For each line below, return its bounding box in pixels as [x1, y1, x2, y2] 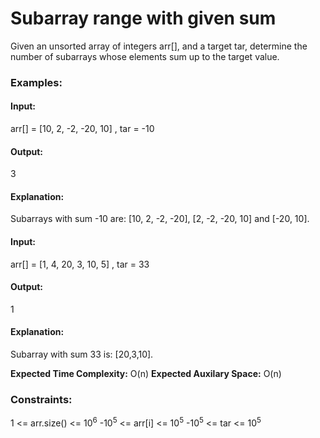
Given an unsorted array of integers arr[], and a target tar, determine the [10, 40, 308, 52]
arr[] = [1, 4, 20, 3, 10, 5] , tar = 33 [10, 258, 150, 270]
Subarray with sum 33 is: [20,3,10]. [10, 348, 154, 361]
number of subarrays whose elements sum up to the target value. [10, 50, 280, 62]
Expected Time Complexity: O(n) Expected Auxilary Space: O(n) [10, 368, 282, 380]
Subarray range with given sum [10, 7, 277, 30]
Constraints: [10, 393, 73, 406]
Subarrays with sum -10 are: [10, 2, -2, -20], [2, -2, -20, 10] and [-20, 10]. [10, 213, 310, 225]
